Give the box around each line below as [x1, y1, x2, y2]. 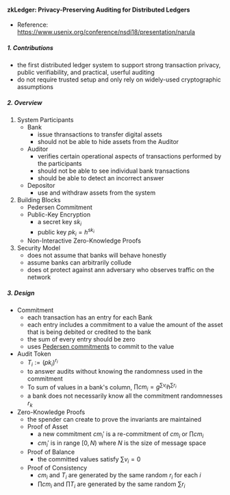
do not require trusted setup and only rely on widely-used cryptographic [16, 75, 221, 84]
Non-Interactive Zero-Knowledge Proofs [27, 237, 142, 245]
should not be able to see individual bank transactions [37, 167, 190, 175]
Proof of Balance [27, 448, 75, 456]
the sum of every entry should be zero [27, 335, 136, 343]
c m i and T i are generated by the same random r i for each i [37, 471, 201, 481]
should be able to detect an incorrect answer [37, 174, 164, 182]
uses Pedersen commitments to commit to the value [27, 343, 175, 351]
